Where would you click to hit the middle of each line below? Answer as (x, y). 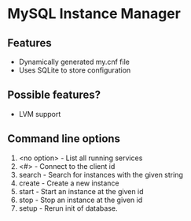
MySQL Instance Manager (94, 14)
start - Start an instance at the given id (81, 191)
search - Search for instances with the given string (101, 174)
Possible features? (54, 95)
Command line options (64, 139)
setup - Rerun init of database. (68, 208)
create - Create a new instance (69, 183)
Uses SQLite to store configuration (75, 70)
